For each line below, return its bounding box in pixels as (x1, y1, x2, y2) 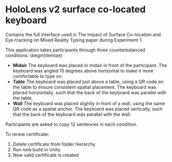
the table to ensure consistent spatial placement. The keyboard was (12, 84, 157, 90)
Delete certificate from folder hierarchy (12, 141, 96, 147)
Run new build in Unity (12, 146, 61, 152)
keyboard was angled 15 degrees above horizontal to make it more (12, 68, 154, 74)
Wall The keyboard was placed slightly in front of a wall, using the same (12, 100, 165, 106)
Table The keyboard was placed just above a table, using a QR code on (12, 78, 164, 85)
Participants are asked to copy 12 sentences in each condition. (5, 121, 138, 127)
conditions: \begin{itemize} (5, 52, 63, 58)
